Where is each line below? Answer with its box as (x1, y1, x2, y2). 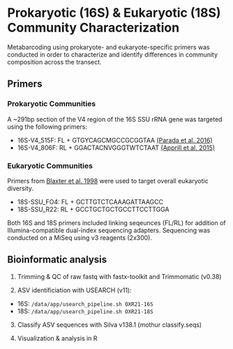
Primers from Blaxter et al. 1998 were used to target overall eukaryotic (7, 176, 209, 185)
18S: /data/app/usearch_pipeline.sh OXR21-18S (17, 306, 153, 315)
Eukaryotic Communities (7, 161, 93, 171)
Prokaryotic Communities (7, 99, 96, 109)
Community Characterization (7, 20, 180, 36)
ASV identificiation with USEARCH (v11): (17, 285, 132, 294)
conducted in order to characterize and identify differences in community (7, 50, 218, 59)
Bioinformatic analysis (7, 254, 107, 266)
